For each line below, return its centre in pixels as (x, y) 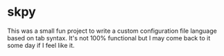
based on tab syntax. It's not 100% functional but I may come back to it (109, 38)
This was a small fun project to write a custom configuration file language (112, 31)
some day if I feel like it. (41, 45)
